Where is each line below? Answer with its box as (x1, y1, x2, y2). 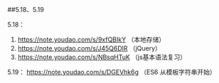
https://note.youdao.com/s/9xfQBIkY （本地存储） (17, 35, 166, 44)
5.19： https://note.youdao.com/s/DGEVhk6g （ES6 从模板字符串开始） (7, 68, 216, 76)
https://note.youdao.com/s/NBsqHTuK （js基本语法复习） (17, 53, 187, 61)
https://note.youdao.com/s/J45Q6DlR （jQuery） (17, 44, 162, 52)
